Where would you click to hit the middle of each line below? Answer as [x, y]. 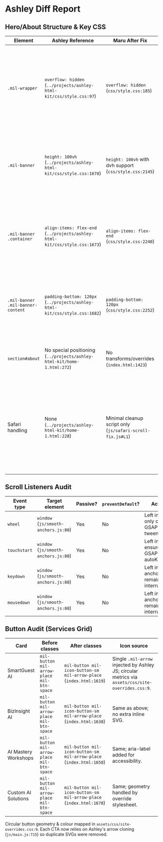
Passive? [87, 504]
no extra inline [128, 714]
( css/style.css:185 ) [129, 91]
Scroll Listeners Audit [38, 487]
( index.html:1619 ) [85, 681]
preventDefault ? [121, 504]
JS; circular [125, 671]
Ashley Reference [73, 41]
